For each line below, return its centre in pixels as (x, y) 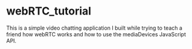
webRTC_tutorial (49, 11)
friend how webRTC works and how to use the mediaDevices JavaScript (96, 34)
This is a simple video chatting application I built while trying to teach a (94, 28)
